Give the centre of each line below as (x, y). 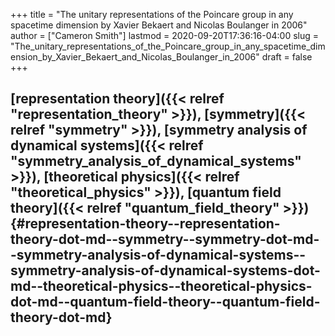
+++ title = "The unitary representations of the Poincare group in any (152, 14)
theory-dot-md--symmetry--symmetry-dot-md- (165, 239)
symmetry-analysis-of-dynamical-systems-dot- (165, 270)
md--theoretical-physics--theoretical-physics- (161, 286)
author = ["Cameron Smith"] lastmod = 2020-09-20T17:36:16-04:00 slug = (165, 35)
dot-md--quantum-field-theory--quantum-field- (165, 302)
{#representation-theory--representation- (145, 224)
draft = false (287, 57)
